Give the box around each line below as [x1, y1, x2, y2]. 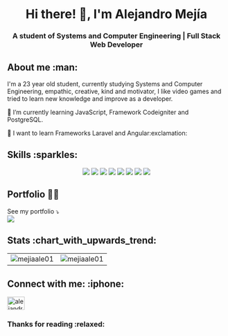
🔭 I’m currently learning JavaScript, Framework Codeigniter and [7, 108, 189, 116]
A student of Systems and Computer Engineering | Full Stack [12, 31, 221, 41]
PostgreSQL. [7, 115, 44, 124]
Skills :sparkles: [7, 149, 78, 161]
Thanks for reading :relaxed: [7, 319, 105, 329]
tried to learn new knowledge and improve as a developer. [7, 94, 173, 103]
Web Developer [89, 40, 143, 49]
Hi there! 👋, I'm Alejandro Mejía [25, 6, 208, 22]
